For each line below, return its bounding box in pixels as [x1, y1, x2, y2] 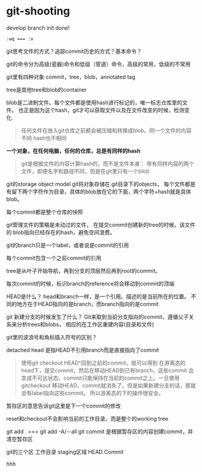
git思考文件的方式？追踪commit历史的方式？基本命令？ [6, 47, 142, 55]
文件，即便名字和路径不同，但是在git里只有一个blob [21, 167, 150, 174]
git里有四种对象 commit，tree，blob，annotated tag [6, 73, 136, 80]
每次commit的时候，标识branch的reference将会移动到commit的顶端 [6, 279, 175, 287]
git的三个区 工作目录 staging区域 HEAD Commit [6, 448, 124, 455]
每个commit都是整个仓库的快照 [6, 208, 83, 215]
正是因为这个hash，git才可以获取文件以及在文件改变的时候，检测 [23, 106, 185, 113]
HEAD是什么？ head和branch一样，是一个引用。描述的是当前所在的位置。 [6, 293, 190, 300]
